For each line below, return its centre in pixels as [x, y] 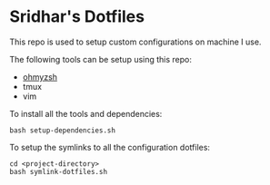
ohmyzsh [40, 77]
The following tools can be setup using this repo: [101, 59]
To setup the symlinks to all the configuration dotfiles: [110, 147]
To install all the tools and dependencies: [86, 113]
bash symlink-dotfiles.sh [58, 171]
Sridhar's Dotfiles [77, 17]
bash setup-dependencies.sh [63, 130]
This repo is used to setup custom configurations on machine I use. [135, 42]
